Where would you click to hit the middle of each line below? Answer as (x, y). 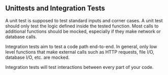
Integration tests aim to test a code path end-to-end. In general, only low (81, 46)
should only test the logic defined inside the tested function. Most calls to (82, 26)
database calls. (21, 36)
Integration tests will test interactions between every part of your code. (79, 67)
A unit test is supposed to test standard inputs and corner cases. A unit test (84, 20)
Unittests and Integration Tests (55, 8)
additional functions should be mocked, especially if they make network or (83, 31)
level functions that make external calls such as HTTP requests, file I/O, (80, 52)
